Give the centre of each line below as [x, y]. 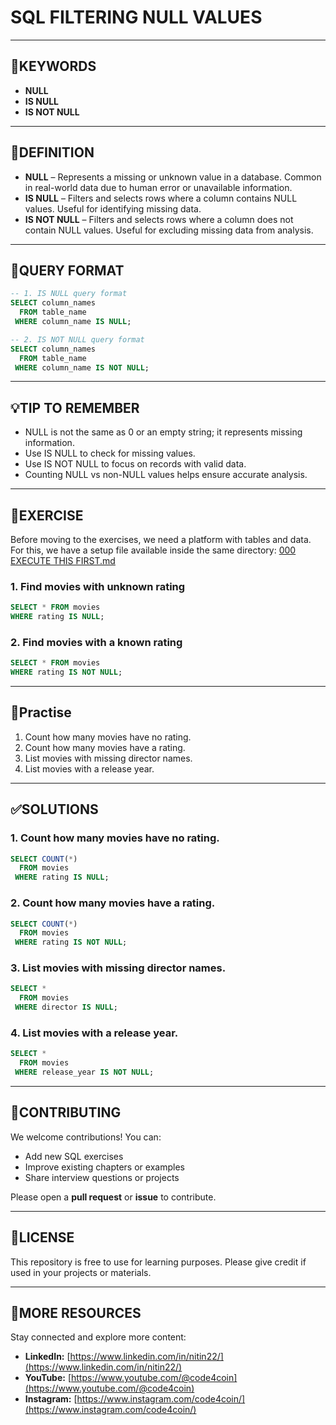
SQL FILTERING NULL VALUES [136, 17]
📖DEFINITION [52, 152]
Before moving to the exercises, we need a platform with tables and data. [161, 539]
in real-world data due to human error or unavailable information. [158, 187]
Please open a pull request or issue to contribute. [113, 1197]
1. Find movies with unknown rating [98, 586]
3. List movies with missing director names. [118, 968]
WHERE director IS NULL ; [66, 1007]
